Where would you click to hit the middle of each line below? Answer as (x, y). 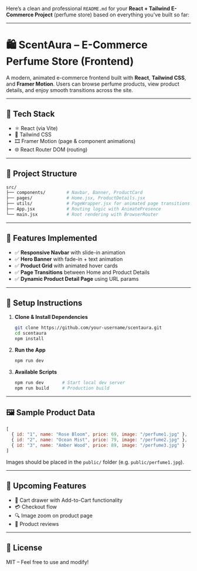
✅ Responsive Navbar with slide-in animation (70, 252)
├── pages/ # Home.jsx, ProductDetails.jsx (76, 198)
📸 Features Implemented (52, 238)
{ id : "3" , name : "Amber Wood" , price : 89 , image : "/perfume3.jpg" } (98, 446)
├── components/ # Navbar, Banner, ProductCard (74, 193)
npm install (29, 339)
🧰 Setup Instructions (44, 303)
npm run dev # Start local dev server (70, 383)
